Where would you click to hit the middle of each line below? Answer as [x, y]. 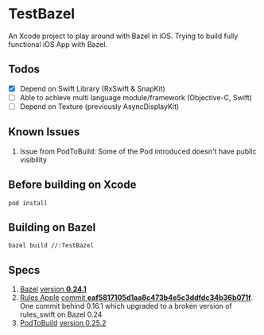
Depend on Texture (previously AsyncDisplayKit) [99, 106]
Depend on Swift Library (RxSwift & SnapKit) [92, 88]
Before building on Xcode [72, 185]
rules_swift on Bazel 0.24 [61, 314]
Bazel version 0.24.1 [53, 289]
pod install [28, 203]
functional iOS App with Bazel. [58, 44]
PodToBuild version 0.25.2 [63, 323]
